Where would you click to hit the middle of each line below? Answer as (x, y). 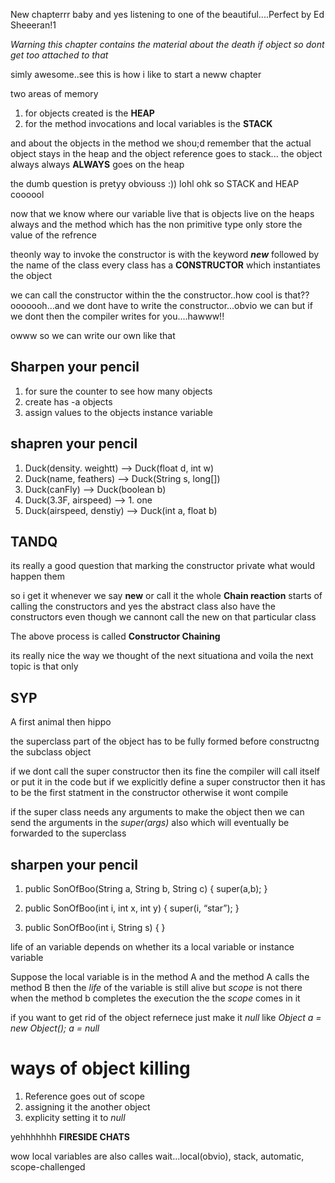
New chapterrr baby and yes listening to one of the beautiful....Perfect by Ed (167, 14)
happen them (37, 576)
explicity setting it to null (75, 1117)
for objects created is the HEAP (89, 113)
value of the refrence (53, 235)
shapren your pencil (74, 444)
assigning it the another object (87, 1107)
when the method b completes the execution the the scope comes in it (155, 998)
